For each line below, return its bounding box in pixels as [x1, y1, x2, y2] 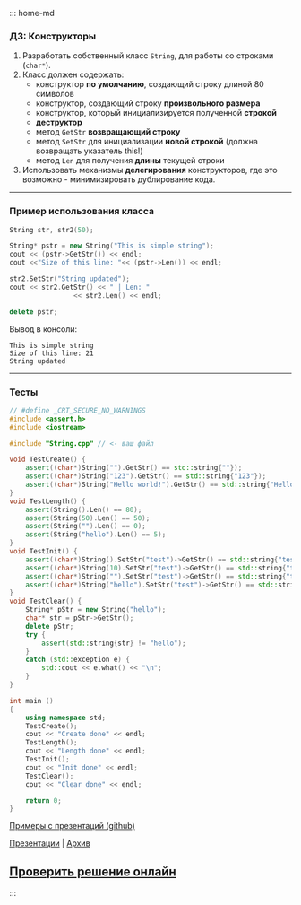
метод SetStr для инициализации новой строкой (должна [35, 136, 258, 147]
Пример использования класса [9, 205, 155, 218]
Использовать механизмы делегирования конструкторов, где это [21, 165, 278, 176]
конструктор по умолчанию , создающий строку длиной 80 [35, 79, 264, 90]
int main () [9, 696, 54, 705]
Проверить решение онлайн [9, 864, 176, 879]
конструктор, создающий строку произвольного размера [35, 98, 261, 109]
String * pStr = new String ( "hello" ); [25, 605, 167, 614]
